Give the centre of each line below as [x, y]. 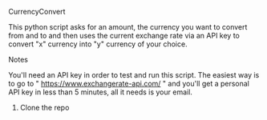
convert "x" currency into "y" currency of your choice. [98, 44]
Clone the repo [44, 108]
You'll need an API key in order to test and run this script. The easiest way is [134, 75]
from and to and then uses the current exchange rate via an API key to [124, 36]
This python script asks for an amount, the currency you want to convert [128, 27]
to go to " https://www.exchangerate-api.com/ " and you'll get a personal [129, 84]
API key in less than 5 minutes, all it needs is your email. [100, 92]
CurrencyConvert [37, 12]
